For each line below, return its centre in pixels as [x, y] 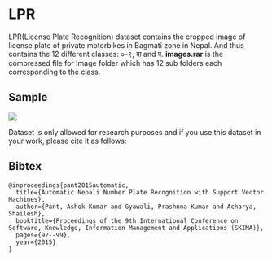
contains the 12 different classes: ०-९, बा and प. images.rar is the [116, 54]
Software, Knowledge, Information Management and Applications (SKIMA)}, [136, 228]
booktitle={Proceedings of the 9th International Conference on [127, 220]
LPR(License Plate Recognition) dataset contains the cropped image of [127, 37]
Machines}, [27, 199]
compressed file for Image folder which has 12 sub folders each [115, 63]
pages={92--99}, [43, 235]
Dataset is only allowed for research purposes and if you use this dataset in [135, 132]
